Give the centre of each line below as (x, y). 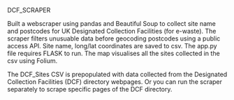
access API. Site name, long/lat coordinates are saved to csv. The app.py (112, 46)
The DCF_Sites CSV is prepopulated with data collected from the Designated (117, 74)
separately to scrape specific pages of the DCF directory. (90, 89)
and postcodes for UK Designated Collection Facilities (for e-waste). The (112, 31)
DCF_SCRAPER (29, 10)
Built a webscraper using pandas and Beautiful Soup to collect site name (112, 23)
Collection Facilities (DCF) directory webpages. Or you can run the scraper (115, 82)
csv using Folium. (32, 61)
